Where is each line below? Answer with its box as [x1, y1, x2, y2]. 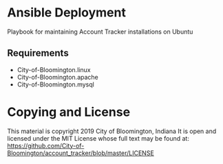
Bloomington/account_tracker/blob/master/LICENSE [7, 149, 155, 157]
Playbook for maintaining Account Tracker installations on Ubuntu [7, 27, 193, 36]
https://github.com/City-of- [7, 141, 85, 150]
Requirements [7, 47, 69, 59]
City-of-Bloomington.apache [17, 73, 98, 81]
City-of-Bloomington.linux [17, 65, 91, 73]
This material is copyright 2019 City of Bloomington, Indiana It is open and [7, 127, 217, 135]
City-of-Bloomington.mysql [17, 80, 94, 89]
